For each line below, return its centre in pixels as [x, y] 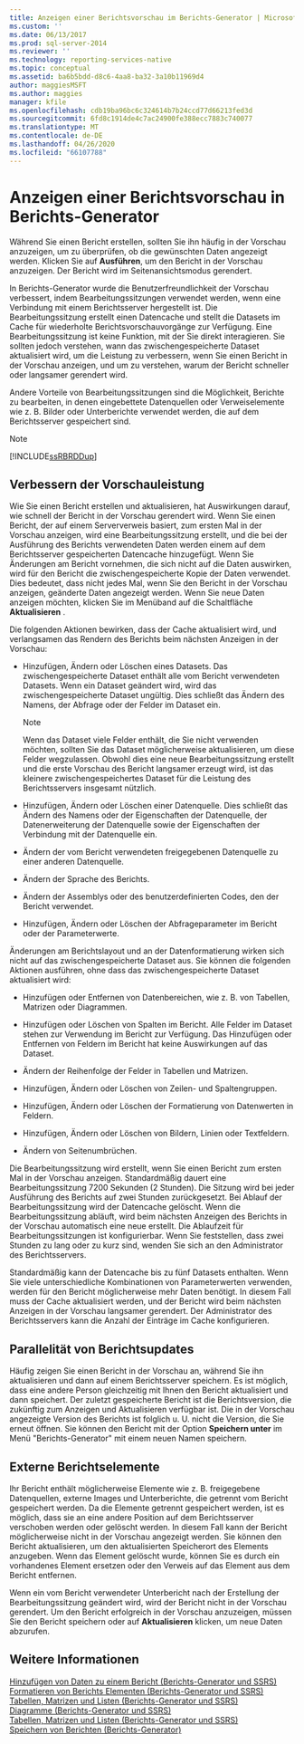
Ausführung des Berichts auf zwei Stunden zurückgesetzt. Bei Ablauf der [146, 1197]
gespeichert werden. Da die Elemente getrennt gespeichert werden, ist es [147, 1508]
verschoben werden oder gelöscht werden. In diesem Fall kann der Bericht [148, 1527]
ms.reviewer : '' [40, 52]
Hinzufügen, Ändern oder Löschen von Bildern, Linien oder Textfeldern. [156, 1134]
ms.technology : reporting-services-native [90, 60]
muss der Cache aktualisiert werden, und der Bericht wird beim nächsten [146, 1301]
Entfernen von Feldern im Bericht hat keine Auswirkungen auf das [145, 1044]
